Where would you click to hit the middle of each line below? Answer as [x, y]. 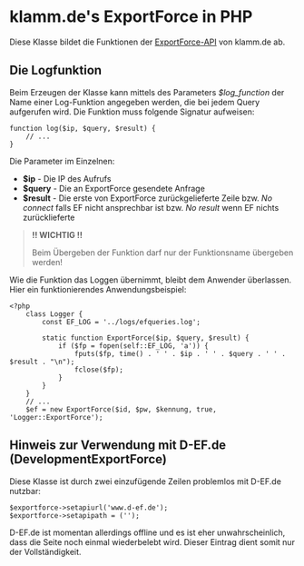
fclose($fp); [99, 370]
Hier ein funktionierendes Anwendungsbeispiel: [98, 289]
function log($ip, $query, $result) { [83, 128]
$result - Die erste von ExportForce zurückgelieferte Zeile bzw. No [147, 198]
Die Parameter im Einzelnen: [62, 161]
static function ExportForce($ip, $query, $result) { [146, 338]
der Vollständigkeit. [45, 551]
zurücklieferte [49, 217]
